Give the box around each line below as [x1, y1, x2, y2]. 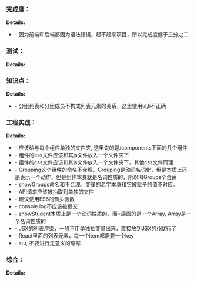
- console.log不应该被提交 [14, 203, 78, 210]
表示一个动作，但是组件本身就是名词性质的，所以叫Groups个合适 [19, 174, 177, 181]
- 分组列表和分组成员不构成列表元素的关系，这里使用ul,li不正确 [14, 102, 166, 109]
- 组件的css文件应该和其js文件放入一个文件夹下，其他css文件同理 [14, 159, 173, 166]
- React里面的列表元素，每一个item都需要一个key [14, 232, 134, 239]
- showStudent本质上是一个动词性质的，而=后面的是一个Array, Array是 [14, 210, 186, 218]
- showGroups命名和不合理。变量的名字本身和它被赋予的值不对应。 [14, 181, 178, 188]
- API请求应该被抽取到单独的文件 [14, 188, 94, 195]
